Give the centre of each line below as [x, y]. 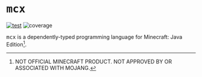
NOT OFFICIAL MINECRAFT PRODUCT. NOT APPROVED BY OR [93, 61]
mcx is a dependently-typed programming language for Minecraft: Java [94, 37]
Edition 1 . [17, 44]
